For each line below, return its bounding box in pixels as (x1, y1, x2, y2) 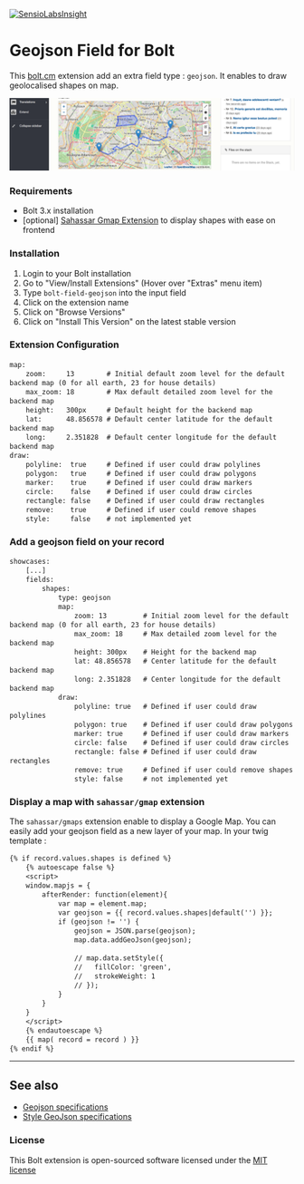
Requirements (9, 184, 73, 197)
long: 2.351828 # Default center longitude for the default (25, 432, 278, 442)
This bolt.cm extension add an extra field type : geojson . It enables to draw (9, 70, 288, 81)
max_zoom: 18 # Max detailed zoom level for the (73, 630, 278, 639)
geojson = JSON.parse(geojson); (73, 927, 196, 936)
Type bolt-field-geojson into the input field (22, 286, 187, 298)
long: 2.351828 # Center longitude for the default (73, 675, 281, 684)
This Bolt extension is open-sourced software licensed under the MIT (9, 1154, 268, 1165)
